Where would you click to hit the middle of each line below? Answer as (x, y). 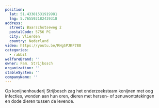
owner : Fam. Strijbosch (29, 63)
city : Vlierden (25, 37)
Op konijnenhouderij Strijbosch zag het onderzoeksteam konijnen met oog (79, 91)
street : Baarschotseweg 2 (36, 28)
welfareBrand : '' (23, 59)
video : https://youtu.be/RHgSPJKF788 (43, 46)
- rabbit (18, 54)
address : (14, 23)
